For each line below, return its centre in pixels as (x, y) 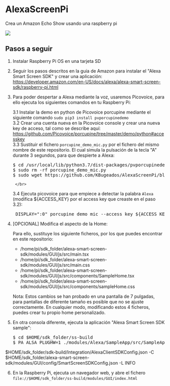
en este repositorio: (33, 239)
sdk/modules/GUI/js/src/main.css (55, 265)
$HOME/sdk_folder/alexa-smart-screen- (47, 357)
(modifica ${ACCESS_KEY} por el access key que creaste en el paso (84, 199)
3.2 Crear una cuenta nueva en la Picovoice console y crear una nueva (86, 123)
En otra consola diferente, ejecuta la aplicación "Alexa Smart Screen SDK (89, 322)
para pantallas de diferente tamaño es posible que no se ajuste (78, 302)
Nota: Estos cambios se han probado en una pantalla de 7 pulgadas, (84, 296)
